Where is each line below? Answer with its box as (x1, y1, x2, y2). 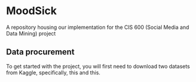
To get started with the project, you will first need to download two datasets (6, 63, 190, 70)
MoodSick (6, 4, 57, 18)
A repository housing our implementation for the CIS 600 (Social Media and (6, 24, 190, 31)
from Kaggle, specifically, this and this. (6, 69, 100, 76)
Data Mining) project (6, 29, 56, 37)
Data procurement (6, 47, 75, 57)
